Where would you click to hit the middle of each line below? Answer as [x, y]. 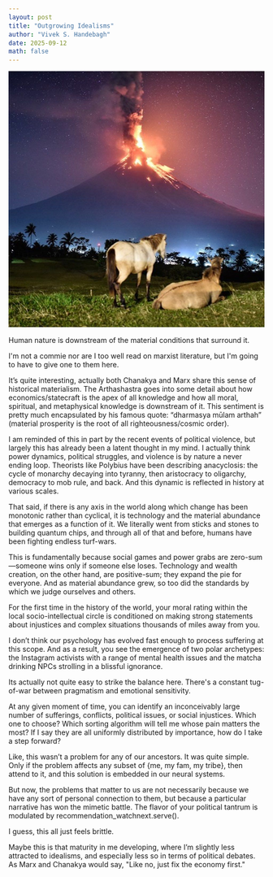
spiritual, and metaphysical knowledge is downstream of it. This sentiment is [136, 406]
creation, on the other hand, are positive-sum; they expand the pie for [125, 575]
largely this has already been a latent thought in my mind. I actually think [129, 448]
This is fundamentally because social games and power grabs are [119, 558]
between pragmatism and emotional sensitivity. [112, 691]
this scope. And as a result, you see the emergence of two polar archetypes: [136, 649]
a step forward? [35, 741]
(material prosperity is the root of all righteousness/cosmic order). [119, 423]
